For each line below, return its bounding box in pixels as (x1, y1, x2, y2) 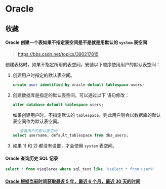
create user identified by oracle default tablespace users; (12, 82, 145, 87)
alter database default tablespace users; (12, 102, 104, 107)
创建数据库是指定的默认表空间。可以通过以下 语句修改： (12, 92, 130, 98)
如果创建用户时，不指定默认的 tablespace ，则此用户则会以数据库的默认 (12, 112, 161, 118)
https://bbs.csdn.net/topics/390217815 (17, 51, 99, 57)
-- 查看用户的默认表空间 (12, 128, 58, 133)
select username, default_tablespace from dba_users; (12, 133, 129, 138)
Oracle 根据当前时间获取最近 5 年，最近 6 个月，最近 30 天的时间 (5, 178, 141, 184)
